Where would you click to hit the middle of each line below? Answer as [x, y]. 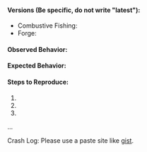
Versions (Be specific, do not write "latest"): [74, 10]
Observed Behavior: [37, 49]
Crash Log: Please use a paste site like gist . [71, 140]
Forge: [27, 33]
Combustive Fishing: [47, 26]
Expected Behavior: [37, 66]
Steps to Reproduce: [38, 82]
